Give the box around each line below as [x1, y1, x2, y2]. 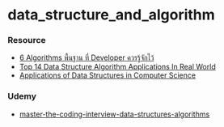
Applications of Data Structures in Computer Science [19, 70, 196, 80]
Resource [7, 35, 46, 46]
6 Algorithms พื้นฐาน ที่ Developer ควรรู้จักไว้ [19, 53, 154, 62]
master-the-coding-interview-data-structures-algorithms [19, 109, 210, 119]
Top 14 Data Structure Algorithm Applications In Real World [19, 62, 216, 72]
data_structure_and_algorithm [7, 6, 215, 24]
